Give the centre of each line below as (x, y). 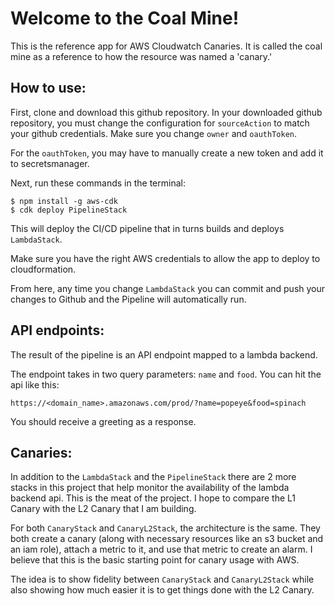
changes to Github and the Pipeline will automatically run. (128, 299)
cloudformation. (43, 269)
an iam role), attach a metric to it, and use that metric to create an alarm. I (161, 549)
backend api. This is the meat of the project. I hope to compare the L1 (153, 498)
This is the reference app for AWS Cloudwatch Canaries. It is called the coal (166, 46)
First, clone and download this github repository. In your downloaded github (166, 112)
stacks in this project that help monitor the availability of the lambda (150, 488)
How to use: (48, 88)
